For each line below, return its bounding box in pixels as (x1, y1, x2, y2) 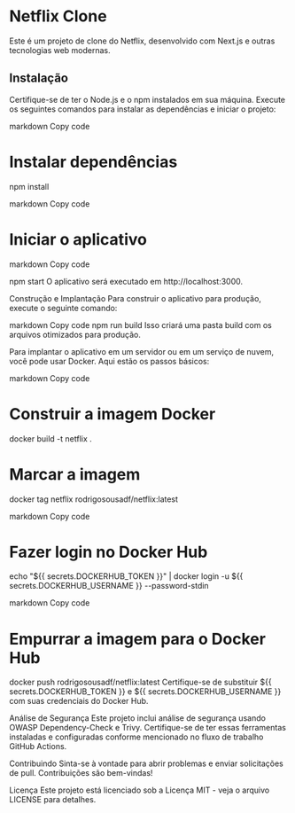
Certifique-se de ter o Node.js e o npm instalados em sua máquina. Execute (9, 94, 286, 105)
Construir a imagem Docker (9, 403, 216, 424)
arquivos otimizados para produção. (9, 329, 142, 340)
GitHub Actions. (9, 741, 67, 752)
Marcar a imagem (9, 464, 141, 484)
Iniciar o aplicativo (9, 229, 148, 249)
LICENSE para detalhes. (9, 794, 97, 805)
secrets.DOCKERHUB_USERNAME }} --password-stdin (9, 581, 210, 591)
